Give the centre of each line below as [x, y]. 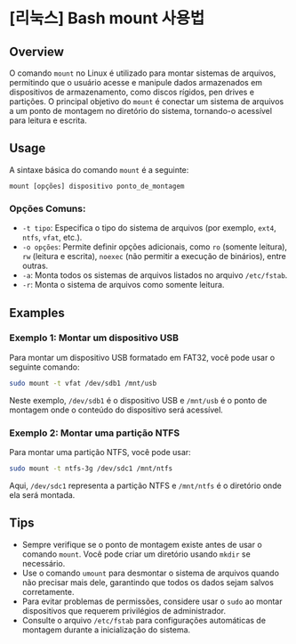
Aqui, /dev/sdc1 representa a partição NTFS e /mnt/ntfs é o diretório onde [145, 485]
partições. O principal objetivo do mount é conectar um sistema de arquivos [147, 102]
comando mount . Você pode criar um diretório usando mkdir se [136, 554]
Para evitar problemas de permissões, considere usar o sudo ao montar [152, 601]
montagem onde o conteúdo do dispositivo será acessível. [116, 410]
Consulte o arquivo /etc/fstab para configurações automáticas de [144, 620]
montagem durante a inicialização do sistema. [106, 630]
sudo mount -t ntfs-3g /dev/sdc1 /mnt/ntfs [91, 469]
